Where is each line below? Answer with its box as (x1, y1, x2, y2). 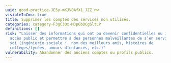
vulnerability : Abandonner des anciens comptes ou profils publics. (5, 50, 154, 55)
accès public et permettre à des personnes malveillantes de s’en (10, 36, 154, 41)
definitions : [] (5, 26, 40, 31)
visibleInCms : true (5, 12, 47, 17)
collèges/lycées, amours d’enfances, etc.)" (10, 45, 106, 50)
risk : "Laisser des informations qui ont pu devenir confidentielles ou (5, 31, 163, 36)
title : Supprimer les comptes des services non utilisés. (5, 17, 131, 22)
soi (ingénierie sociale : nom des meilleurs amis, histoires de (10, 41, 154, 46)
